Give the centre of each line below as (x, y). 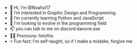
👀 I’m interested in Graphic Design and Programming (63, 13)
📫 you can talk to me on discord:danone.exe (55, 29)
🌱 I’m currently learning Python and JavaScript (57, 18)
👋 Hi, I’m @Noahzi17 (30, 8)
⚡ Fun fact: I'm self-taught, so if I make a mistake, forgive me (71, 41)
